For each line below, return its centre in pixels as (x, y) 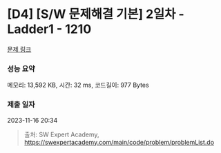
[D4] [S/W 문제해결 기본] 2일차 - (96, 14)
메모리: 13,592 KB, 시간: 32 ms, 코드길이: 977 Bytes (78, 85)
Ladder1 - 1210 (49, 29)
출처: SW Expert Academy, (61, 134)
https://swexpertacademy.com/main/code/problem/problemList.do (119, 142)
